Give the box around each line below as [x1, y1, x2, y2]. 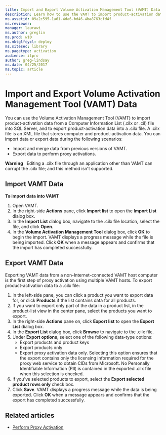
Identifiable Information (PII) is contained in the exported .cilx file [19, 365, 152, 371]
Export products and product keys [19, 339, 89, 345]
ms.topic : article [5, 67, 43, 72]
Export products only [19, 344, 63, 351]
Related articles [5, 411, 54, 420]
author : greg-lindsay [5, 58, 50, 63]
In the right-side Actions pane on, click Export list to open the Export [12, 318, 155, 324]
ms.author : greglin [5, 30, 45, 35]
